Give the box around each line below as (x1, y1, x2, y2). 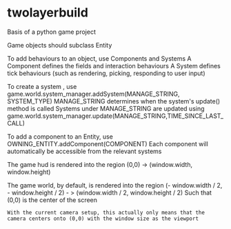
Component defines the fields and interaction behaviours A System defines (7, 61, 221, 70)
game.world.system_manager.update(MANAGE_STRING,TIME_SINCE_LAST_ (7, 112, 224, 120)
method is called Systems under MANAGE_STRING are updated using (7, 104, 205, 112)
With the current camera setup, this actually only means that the (7, 209, 205, 216)
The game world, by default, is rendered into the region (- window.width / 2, (7, 181, 223, 189)
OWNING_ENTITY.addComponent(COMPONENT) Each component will (7, 139, 208, 148)
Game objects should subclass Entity (7, 41, 112, 49)
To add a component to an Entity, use (7, 132, 114, 141)
